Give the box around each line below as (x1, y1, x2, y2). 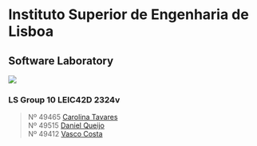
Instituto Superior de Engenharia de (8, 6, 249, 24)
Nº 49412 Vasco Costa (27, 129, 103, 139)
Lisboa (8, 22, 54, 40)
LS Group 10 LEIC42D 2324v (8, 94, 121, 105)
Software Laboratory (8, 54, 114, 67)
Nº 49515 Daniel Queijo (27, 121, 105, 130)
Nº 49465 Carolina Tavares (27, 113, 118, 122)
